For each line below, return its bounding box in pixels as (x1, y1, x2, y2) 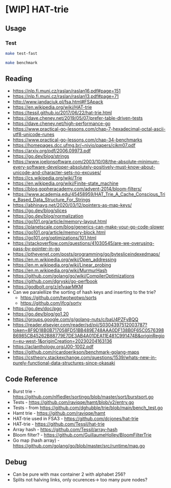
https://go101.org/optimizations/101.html (12, 235, 97, 241)
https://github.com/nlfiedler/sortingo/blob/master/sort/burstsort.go (12, 394, 154, 400)
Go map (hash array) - (12, 437, 60, 443)
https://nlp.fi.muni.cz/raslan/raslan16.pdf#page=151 (12, 88, 121, 94)
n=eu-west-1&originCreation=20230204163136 (12, 338, 112, 344)
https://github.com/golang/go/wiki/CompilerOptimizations (12, 273, 135, 279)
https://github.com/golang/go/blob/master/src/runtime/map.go (12, 443, 145, 449)
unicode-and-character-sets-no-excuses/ (12, 169, 101, 176)
